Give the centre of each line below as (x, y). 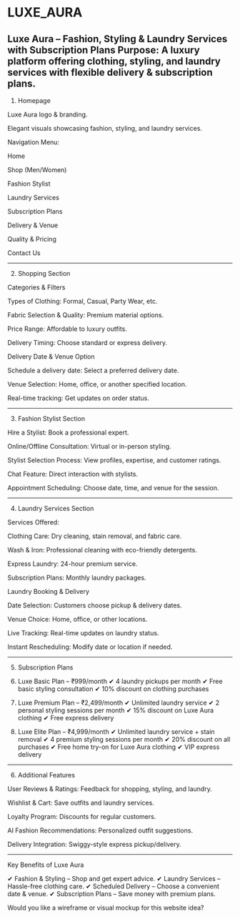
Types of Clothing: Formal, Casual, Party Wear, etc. (82, 301)
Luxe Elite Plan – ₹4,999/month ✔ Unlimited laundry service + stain (116, 732)
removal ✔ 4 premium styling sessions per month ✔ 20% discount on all (124, 739)
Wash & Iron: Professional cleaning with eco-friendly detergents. (102, 550)
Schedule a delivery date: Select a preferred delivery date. (93, 370)
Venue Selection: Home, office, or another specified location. (97, 384)
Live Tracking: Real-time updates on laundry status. (83, 633)
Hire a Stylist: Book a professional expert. (68, 432)
